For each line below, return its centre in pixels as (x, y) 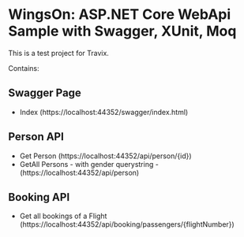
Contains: (24, 68)
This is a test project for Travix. (58, 53)
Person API (36, 137)
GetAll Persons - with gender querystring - (89, 164)
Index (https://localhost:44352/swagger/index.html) (104, 112)
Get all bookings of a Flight (63, 216)
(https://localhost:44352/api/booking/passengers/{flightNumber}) (127, 224)
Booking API (39, 197)
